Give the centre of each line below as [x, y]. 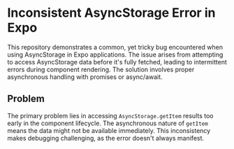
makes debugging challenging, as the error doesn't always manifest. [106, 138]
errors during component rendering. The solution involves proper [101, 69]
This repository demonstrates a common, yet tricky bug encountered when [115, 47]
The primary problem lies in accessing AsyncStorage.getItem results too [110, 115]
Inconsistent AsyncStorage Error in [111, 13]
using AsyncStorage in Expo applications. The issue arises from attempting [115, 55]
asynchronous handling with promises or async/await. [85, 77]
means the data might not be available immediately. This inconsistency [109, 130]
